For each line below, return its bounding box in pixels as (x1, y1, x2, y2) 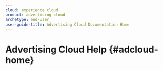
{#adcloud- (108, 44, 159, 55)
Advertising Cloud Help (5, 44, 107, 55)
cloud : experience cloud (5, 7, 58, 13)
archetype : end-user (5, 17, 50, 22)
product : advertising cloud (5, 12, 66, 17)
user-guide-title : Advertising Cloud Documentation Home (5, 21, 130, 27)
